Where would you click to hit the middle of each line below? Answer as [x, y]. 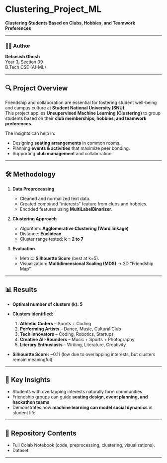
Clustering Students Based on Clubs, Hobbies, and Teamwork [70, 23]
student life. [25, 413]
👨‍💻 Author [18, 46]
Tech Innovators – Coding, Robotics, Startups [67, 334]
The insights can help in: [30, 133]
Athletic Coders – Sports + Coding [55, 323]
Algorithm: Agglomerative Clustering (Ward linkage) [74, 228]
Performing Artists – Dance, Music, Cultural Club [70, 329]
